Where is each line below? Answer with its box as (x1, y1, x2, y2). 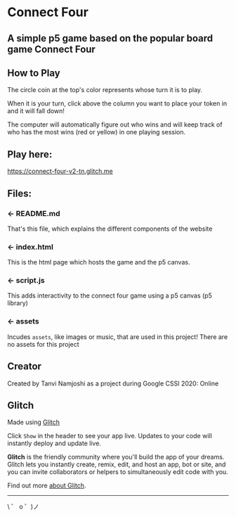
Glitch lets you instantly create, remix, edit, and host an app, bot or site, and (7, 460, 226, 468)
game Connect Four (7, 43, 96, 55)
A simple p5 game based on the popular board (7, 32, 214, 44)
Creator (7, 360, 42, 373)
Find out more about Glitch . (7, 481, 86, 490)
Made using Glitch (7, 418, 60, 426)
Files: (7, 187, 32, 199)
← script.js (7, 276, 45, 286)
